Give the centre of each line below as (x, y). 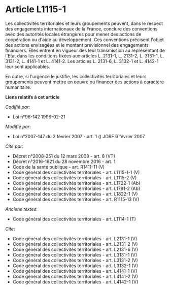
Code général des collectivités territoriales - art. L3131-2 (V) (75, 260)
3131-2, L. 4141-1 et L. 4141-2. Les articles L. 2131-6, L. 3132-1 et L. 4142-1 (82, 61)
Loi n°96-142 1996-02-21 (39, 117)
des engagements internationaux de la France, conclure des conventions (81, 28)
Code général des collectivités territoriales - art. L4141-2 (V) (75, 276)
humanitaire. (18, 87)
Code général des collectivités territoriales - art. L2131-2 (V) (75, 244)
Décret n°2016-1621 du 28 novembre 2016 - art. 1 (64, 162)
